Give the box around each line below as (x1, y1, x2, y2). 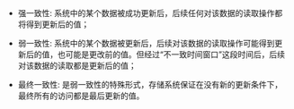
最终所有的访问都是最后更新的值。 (17, 90, 145, 101)
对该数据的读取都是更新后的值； (17, 61, 137, 71)
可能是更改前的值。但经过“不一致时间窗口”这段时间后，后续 (65, 49, 286, 60)
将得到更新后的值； (17, 19, 90, 29)
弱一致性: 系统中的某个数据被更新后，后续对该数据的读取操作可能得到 (17, 38, 275, 48)
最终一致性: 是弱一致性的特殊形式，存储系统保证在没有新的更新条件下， (17, 80, 283, 89)
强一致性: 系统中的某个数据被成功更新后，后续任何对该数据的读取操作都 (17, 8, 283, 18)
